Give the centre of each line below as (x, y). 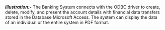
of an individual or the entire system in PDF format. (57, 22)
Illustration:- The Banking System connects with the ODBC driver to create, (83, 7)
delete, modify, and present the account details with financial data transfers (82, 12)
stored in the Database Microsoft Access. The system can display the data (81, 17)
